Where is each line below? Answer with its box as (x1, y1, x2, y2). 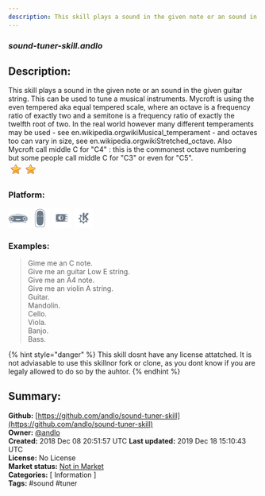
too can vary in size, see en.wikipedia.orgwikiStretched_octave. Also (8, 136, 232, 146)
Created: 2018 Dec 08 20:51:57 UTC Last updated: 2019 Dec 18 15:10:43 (8, 436, 247, 445)
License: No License (8, 453, 76, 463)
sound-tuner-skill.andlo (8, 40, 103, 51)
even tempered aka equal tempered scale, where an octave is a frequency (8, 103, 252, 112)
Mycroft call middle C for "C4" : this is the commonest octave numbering (8, 145, 247, 154)
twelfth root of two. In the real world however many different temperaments (8, 119, 254, 129)
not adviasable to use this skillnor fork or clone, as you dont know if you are (8, 358, 255, 367)
